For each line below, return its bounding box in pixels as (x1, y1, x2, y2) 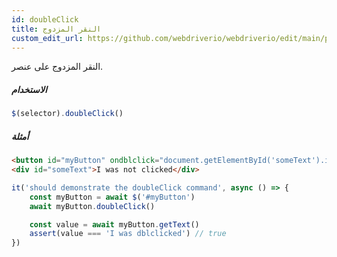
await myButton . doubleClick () (29, 201, 156, 211)
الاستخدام (11, 83, 48, 95)
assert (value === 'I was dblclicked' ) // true (29, 229, 227, 239)
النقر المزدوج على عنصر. (11, 61, 104, 73)
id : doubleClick (11, 14, 79, 25)
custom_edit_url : (11, 33, 84, 43)
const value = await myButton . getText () (29, 219, 200, 230)
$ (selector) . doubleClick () (11, 109, 124, 119)
